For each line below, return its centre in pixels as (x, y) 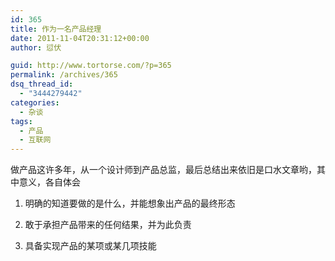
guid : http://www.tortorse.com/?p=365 (91, 66)
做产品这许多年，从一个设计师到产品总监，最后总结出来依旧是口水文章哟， (163, 170)
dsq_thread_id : (42, 84)
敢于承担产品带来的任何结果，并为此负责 (108, 225)
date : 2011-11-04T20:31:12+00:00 (80, 38)
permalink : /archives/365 (64, 75)
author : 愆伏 (36, 47)
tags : (21, 121)
